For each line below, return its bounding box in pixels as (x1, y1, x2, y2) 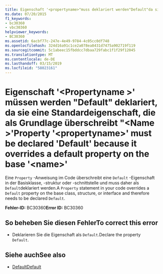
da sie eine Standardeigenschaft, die (5, 107, 156, 118)
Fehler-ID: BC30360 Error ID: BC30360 (5, 205, 83, 210)
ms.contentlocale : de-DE (5, 57, 55, 62)
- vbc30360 (5, 25, 27, 30)
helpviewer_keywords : (5, 30, 49, 34)
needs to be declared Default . (5, 195, 65, 201)
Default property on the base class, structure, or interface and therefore (5, 190, 149, 196)
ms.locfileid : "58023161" (5, 66, 57, 71)
